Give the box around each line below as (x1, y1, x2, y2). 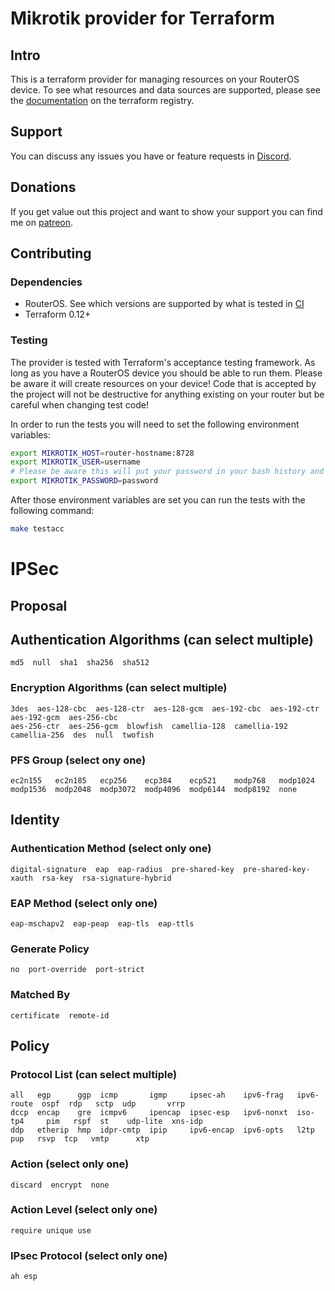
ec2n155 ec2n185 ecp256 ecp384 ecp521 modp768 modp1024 (10, 775, 315, 786)
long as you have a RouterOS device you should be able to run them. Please (10, 367, 323, 379)
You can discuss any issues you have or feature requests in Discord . (10, 150, 292, 162)
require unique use (10, 1225, 92, 1236)
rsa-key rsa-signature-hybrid (41, 873, 172, 883)
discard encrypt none (10, 1180, 110, 1190)
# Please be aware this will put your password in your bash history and (10, 467, 325, 477)
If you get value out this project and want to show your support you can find (10, 205, 323, 217)
